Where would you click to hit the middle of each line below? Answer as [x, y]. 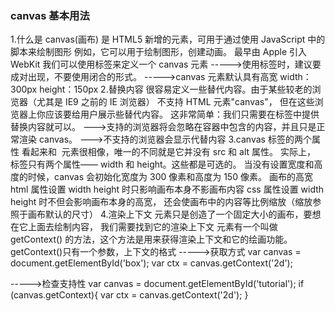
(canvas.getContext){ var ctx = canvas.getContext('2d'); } [129, 295]
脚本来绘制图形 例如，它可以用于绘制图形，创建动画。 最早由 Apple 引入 [159, 52]
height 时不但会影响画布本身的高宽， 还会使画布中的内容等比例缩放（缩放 [161, 202]
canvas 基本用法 [50, 15]
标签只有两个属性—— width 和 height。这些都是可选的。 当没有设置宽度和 [162, 164]
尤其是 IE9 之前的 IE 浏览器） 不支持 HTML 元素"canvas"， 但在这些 [175, 102]
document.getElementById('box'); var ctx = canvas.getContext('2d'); [151, 263]
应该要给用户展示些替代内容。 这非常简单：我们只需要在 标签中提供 [182, 114]
